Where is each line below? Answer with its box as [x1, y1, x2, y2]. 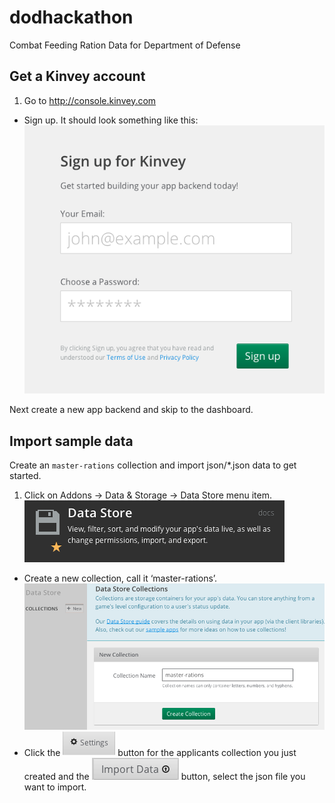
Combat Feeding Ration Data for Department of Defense [9, 39, 241, 51]
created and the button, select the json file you [23, 771, 306, 783]
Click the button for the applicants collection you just [23, 747, 297, 759]
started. [9, 469, 42, 481]
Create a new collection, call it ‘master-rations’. [23, 572, 218, 584]
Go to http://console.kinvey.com [23, 94, 157, 106]
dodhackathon [9, 6, 134, 29]
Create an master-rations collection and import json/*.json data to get [9, 459, 297, 471]
